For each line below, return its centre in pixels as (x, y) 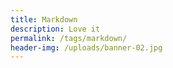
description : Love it (55, 29)
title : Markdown (44, 19)
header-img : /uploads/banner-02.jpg (86, 47)
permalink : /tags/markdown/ (69, 38)
